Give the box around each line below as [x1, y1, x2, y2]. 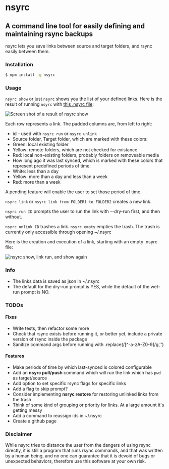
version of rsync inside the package [12, 336, 87, 342]
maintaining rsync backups [5, 29, 93, 38]
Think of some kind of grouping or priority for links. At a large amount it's [12, 402, 164, 408]
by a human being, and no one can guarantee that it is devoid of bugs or [5, 453, 155, 459]
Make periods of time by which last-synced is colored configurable [12, 364, 152, 370]
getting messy [12, 407, 42, 413]
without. [5, 214, 22, 220]
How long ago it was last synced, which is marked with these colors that [12, 157, 163, 163]
